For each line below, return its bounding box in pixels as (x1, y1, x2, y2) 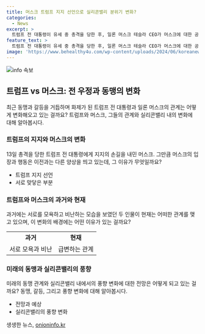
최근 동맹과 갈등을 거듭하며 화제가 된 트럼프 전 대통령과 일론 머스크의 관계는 (6, 103, 185, 111)
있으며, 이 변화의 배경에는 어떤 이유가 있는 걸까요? (12, 218, 131, 226)
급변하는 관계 (57, 245, 94, 254)
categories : (6, 15, 37, 21)
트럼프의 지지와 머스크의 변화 (6, 135, 86, 144)
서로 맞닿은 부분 (15, 179, 53, 186)
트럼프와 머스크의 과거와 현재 (6, 195, 86, 204)
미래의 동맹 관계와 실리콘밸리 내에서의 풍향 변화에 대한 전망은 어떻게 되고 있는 (6, 280, 190, 288)
